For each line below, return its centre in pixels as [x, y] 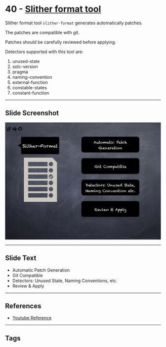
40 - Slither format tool [53, 9]
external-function [30, 82]
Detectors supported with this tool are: [44, 52]
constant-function [31, 93]
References [23, 306]
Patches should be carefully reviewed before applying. [61, 42]
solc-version [25, 66]
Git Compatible [27, 275]
